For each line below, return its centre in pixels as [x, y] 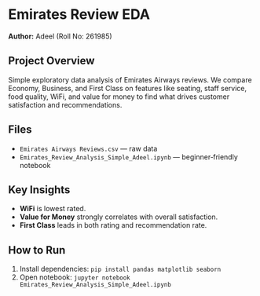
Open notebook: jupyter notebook [75, 277]
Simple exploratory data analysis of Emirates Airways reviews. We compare [130, 79]
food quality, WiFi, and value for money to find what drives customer [119, 97]
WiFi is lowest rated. [53, 209]
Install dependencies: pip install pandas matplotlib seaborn [120, 269]
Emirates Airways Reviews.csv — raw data [88, 148]
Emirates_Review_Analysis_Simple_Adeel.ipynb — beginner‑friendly [128, 157]
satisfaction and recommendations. [65, 104]
